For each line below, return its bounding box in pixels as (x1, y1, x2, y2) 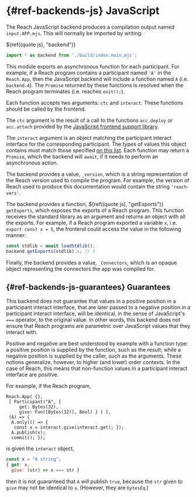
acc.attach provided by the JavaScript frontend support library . (6, 123, 159, 130)
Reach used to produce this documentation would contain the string (6, 183, 170, 190)
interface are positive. (6, 371, 59, 378)
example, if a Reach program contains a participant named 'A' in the (6, 69, 171, 76)
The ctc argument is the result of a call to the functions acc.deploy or (6, 116, 173, 124)
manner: (6, 231, 26, 238)
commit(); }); (11, 435, 46, 441)
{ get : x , (6, 462, 30, 468)
